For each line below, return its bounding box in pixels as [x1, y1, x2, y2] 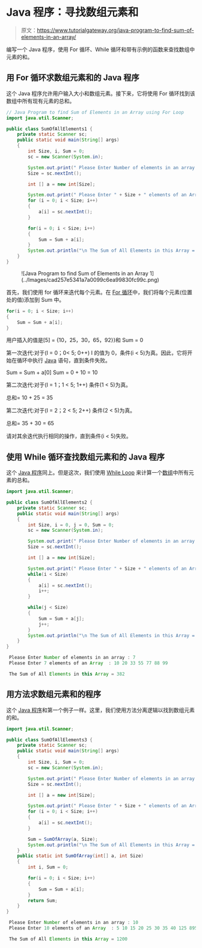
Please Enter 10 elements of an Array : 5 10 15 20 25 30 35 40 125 [8, 925, 187, 931]
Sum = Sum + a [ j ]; [38, 616, 85, 622]
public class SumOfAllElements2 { [6, 499, 93, 506]
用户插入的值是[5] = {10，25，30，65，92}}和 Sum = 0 [6, 337, 144, 344]
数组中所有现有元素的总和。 [6, 97, 75, 104]
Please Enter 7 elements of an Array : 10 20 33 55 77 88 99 [8, 660, 168, 666]
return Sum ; [28, 897, 58, 903]
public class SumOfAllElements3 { [6, 737, 93, 743]
